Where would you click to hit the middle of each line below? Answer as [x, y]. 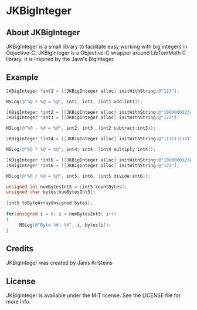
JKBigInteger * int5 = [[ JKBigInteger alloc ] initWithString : [82, 160]
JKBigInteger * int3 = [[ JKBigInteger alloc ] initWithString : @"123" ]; [93, 118]
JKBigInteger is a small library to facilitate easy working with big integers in [97, 46]
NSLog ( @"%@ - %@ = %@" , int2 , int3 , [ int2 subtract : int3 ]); [81, 128]
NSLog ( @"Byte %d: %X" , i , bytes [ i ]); [65, 225]
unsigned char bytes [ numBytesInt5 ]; [51, 192]
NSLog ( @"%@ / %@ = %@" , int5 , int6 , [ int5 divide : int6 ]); [78, 176]
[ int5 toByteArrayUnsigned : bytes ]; [50, 203]
